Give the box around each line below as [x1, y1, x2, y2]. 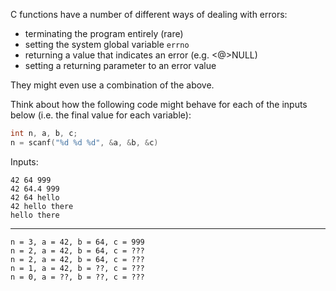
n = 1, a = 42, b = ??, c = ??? [10, 263, 145, 273]
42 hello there [10, 201, 74, 211]
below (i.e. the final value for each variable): [10, 109, 192, 121]
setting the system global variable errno [24, 39, 190, 50]
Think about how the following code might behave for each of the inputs [10, 99, 308, 110]
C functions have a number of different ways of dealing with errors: [10, 9, 288, 20]
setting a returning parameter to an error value [24, 60, 217, 71]
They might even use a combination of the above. [10, 79, 215, 91]
